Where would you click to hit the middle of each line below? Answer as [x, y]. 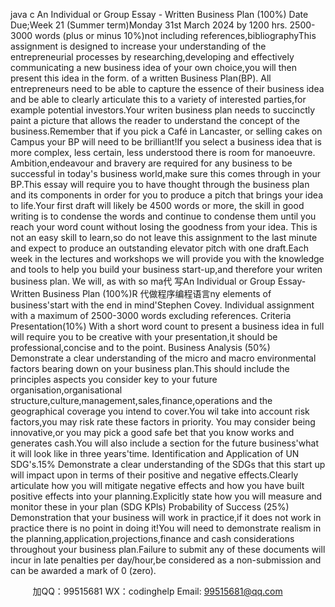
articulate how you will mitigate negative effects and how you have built [157, 485]
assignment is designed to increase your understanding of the [138, 46]
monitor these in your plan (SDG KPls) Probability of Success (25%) [150, 507]
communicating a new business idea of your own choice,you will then [153, 67]
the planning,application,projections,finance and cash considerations [152, 538]
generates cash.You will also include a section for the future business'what [164, 443]
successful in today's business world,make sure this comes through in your [165, 173]
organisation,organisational [66, 390]
